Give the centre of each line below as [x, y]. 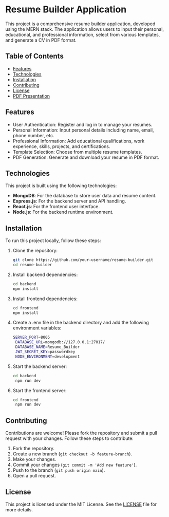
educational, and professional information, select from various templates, [83, 34]
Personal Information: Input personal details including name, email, [83, 130]
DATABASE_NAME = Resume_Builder [48, 347]
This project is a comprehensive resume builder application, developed [80, 24]
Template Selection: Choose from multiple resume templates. [77, 152]
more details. [19, 509]
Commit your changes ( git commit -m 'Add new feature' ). [75, 465]
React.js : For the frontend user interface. [56, 207]
